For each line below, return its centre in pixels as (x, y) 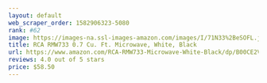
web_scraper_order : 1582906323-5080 (69, 23)
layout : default (35, 15)
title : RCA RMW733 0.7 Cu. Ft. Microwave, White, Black (103, 45)
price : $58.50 (32, 67)
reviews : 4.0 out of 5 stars (56, 60)
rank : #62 (25, 30)
